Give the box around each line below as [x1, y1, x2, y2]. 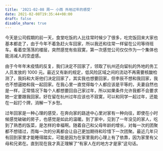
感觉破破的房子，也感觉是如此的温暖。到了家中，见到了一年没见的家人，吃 [9, 116, 158, 122]
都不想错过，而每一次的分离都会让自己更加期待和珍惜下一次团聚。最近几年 [5, 129, 154, 134]
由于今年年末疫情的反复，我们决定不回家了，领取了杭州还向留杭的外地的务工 [5, 63, 158, 69]
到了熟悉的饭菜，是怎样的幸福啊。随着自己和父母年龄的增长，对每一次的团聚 [5, 122, 158, 128]
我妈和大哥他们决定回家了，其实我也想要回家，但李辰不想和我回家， [17, 75, 154, 81]
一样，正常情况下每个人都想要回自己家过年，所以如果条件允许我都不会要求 [9, 88, 158, 94]
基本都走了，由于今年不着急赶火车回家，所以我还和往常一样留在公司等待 [5, 41, 149, 47]
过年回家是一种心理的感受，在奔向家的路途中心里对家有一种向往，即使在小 [5, 110, 154, 116]
